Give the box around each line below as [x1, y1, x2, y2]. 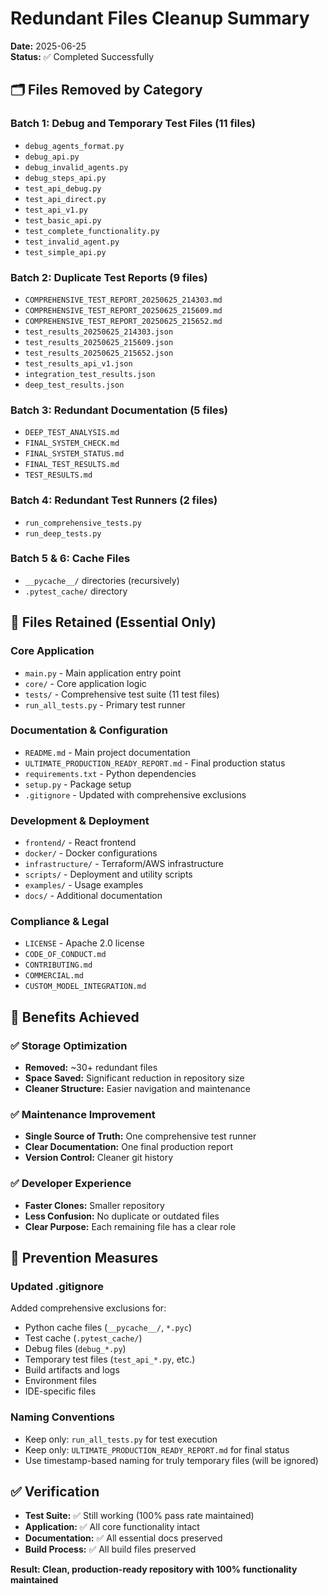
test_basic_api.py [24, 215, 102, 226]
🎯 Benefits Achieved [10, 1008, 140, 1026]
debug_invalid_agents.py [24, 162, 129, 172]
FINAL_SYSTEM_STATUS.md [24, 449, 125, 459]
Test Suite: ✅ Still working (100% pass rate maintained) [24, 1510, 255, 1522]
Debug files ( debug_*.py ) [24, 1343, 127, 1355]
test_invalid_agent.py [24, 237, 120, 247]
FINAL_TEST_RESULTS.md [24, 460, 120, 470]
